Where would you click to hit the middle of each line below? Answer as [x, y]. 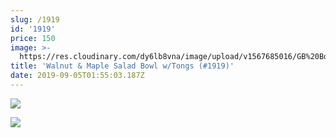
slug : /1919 [35, 19]
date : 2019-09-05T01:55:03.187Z [77, 76]
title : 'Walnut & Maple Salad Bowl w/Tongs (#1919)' [122, 66]
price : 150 [33, 38]
